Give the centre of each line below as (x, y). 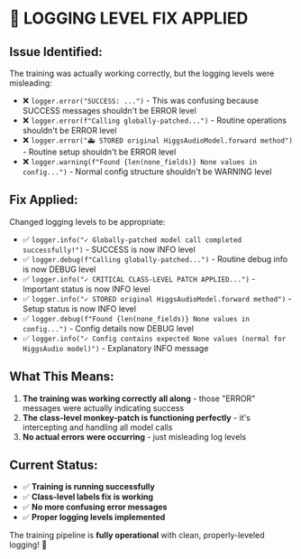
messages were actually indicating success (103, 408)
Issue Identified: (56, 52)
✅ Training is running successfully (88, 487)
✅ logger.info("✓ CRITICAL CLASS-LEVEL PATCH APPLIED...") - (139, 278)
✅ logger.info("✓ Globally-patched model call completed (132, 239)
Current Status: (54, 466)
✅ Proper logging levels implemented (94, 517)
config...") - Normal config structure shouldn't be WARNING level (147, 172)
